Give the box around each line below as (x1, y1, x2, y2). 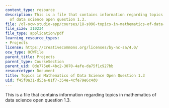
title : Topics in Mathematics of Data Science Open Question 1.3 (5, 73, 145, 78)
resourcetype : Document (5, 69, 55, 74)
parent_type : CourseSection (5, 59, 64, 64)
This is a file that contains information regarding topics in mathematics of (5, 91, 157, 97)
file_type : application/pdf (5, 31, 64, 36)
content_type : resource (5, 7, 55, 13)
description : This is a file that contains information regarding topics (5, 12, 163, 17)
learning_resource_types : (5, 36, 59, 41)
